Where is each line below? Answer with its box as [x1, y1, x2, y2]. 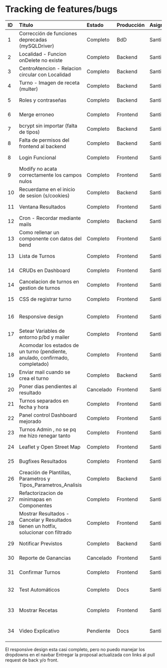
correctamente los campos [19, 171, 82, 178]
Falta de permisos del [19, 136, 70, 143]
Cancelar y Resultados [19, 516, 72, 523]
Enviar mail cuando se [19, 368, 71, 375]
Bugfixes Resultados [19, 457, 67, 464]
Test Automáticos [19, 586, 60, 593]
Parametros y [19, 475, 51, 482]
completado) [19, 360, 49, 367]
